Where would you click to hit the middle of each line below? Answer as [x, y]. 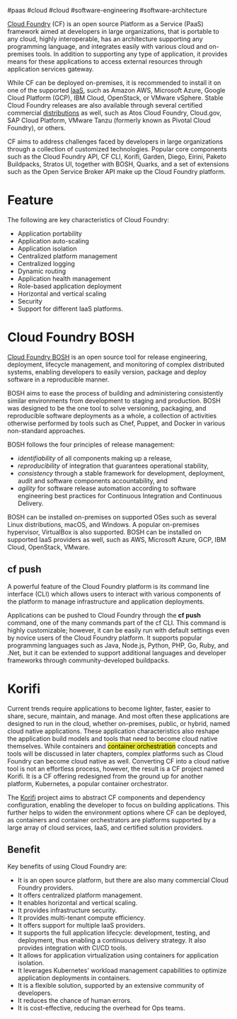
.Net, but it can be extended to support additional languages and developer [117, 652]
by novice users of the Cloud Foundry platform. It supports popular [105, 638]
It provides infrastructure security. [67, 910]
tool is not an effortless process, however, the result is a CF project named [116, 768]
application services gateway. [51, 69]
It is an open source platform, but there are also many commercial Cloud [123, 880]
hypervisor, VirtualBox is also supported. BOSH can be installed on [104, 532]
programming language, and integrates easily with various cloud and [107, 46]
